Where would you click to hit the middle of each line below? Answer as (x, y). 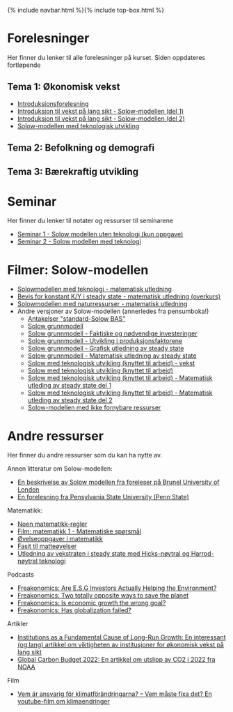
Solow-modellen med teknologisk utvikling (78, 126)
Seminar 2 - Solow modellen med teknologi (79, 242)
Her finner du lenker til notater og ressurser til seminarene (90, 221)
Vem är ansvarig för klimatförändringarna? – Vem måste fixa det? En (114, 694)
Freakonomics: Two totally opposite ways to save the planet (103, 596)
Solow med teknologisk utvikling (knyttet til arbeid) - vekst (111, 363)
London (28, 490)
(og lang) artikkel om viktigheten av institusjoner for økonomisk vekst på (120, 645)
